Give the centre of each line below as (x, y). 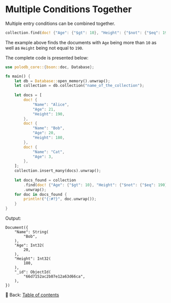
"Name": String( (32, 232)
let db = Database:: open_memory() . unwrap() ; (62, 81)
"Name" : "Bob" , (49, 128)
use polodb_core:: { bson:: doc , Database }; (50, 67)
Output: (13, 218)
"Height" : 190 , (49, 114)
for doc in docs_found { (41, 194)
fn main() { (18, 76)
